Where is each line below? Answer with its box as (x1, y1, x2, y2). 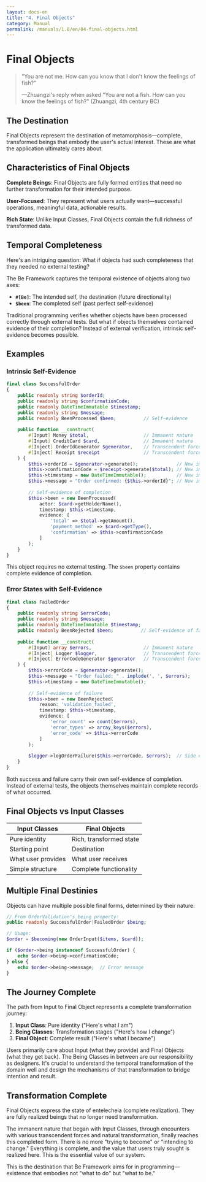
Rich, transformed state (71, 835, 139, 843)
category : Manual (6, 20, 51, 26)
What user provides (9, 854, 66, 863)
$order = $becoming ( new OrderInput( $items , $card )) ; (6, 936, 144, 942)
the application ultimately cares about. (6, 145, 103, 152)
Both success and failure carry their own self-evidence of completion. (6, 775, 183, 783)
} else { (6, 958, 29, 965)
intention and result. (6, 1073, 57, 1080)
